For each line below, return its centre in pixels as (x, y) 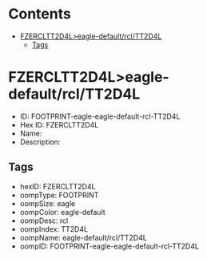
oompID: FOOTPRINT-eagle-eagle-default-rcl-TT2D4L (109, 246)
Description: (40, 142)
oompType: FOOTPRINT (59, 195)
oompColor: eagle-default (62, 212)
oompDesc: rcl (44, 221)
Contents (40, 14)
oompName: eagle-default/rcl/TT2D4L (84, 237)
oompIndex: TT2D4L (54, 229)
